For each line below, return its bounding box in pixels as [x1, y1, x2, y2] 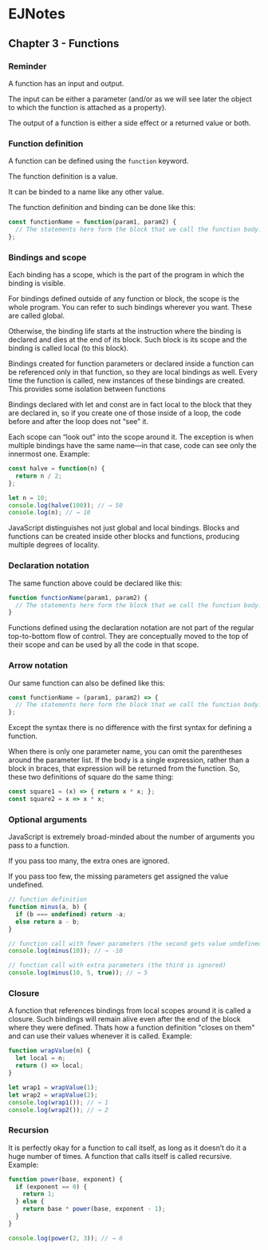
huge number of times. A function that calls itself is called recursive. [8, 1151, 232, 1161]
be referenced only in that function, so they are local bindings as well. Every [8, 367, 258, 377]
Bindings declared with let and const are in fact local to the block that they [8, 400, 253, 410]
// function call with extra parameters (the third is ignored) [8, 962, 227, 970]
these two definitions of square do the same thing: [8, 772, 174, 782]
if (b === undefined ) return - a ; [15, 910, 127, 919]
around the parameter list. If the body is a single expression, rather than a [8, 756, 250, 765]
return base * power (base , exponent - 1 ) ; [22, 1205, 166, 1213]
